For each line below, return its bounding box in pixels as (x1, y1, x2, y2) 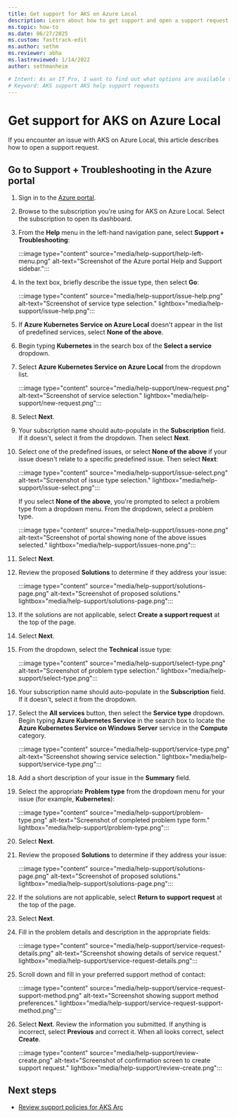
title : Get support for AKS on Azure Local (8, 10, 138, 18)
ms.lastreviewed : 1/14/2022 (8, 56, 91, 63)
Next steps (8, 1084, 57, 1096)
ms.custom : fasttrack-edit (8, 37, 87, 44)
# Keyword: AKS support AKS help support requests (8, 82, 160, 89)
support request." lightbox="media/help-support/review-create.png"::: (18, 1064, 222, 1072)
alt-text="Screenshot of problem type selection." (18, 667, 160, 675)
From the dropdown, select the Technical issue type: (18, 645, 172, 654)
